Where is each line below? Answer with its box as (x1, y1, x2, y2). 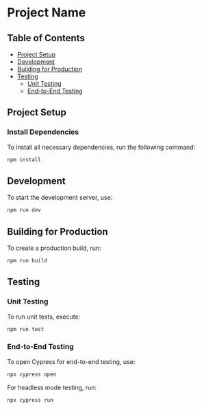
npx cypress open (7, 371, 57, 378)
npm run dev (7, 207, 41, 214)
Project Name (7, 5, 86, 21)
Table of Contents (7, 32, 86, 44)
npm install (7, 156, 41, 163)
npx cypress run (7, 396, 53, 403)
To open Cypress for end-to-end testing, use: (7, 357, 136, 365)
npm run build (7, 258, 48, 264)
